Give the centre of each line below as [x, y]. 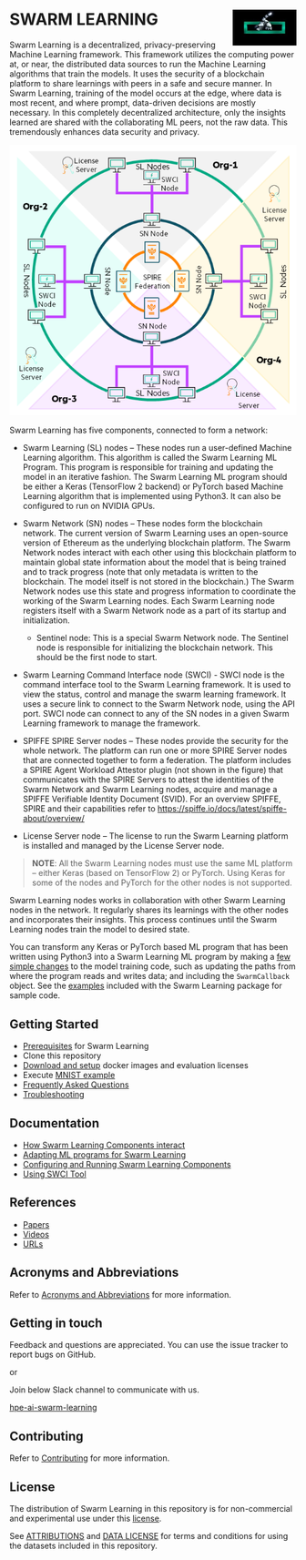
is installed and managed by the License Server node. [123, 846]
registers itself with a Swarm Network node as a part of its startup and [154, 611]
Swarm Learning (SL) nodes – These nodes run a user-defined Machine [157, 448]
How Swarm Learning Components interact [104, 1145]
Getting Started [54, 1024]
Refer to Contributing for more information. [90, 1458]
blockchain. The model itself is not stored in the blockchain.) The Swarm [158, 582]
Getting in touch [56, 1323]
